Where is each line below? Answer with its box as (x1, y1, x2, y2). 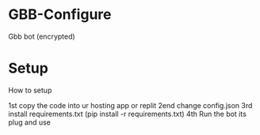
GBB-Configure (8, 6, 112, 24)
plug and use (8, 117, 52, 127)
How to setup (8, 85, 52, 95)
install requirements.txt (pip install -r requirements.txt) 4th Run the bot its (8, 109, 247, 118)
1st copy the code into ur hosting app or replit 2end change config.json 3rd (8, 100, 253, 110)
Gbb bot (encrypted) (8, 32, 75, 41)
